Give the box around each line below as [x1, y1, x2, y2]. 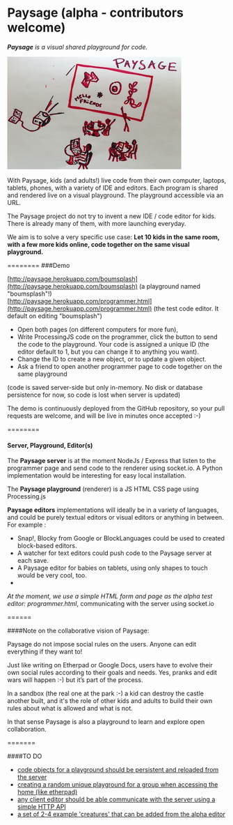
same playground [17, 370, 67, 378]
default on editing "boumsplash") [7, 312, 102, 320]
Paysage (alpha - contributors [7, 5, 184, 21]
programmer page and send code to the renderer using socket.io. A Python [7, 464, 223, 472]
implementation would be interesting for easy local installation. [7, 471, 186, 480]
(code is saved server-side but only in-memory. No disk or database [7, 383, 203, 391]
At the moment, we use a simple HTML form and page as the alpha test [7, 592, 213, 600]
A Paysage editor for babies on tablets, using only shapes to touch [17, 563, 208, 573]
